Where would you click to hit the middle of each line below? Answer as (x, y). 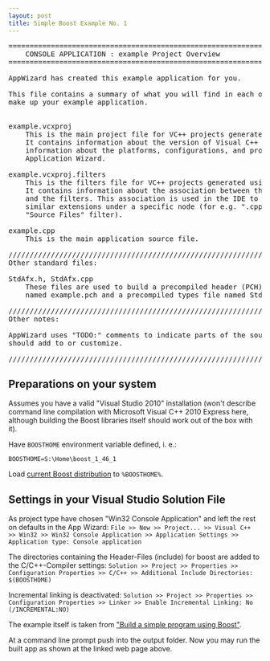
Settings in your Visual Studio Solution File (117, 499)
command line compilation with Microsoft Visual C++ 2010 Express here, (129, 412)
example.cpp (32, 231)
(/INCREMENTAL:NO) (39, 610)
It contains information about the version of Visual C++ (142, 142)
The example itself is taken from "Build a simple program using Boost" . (125, 625)
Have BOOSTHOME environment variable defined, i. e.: (92, 445)
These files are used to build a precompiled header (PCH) (144, 287)
